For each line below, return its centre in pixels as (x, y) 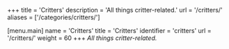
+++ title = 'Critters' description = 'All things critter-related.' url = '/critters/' (115, 10)
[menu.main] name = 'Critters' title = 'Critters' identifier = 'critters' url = (109, 31)
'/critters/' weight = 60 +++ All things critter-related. (82, 38)
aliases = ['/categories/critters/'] (54, 17)
